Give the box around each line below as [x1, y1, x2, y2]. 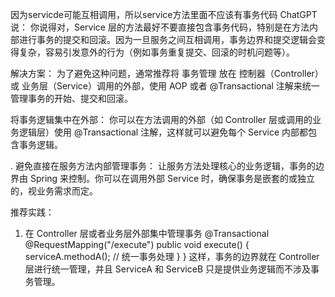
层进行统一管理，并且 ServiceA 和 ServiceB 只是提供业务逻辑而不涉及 [24, 263, 311, 275]
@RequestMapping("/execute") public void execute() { [24, 239, 250, 250]
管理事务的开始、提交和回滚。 [10, 93, 133, 104]
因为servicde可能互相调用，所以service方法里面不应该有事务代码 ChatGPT [10, 9, 318, 20]
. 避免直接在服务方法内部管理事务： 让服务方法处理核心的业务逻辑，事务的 [10, 160, 316, 172]
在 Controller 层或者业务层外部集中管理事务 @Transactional [24, 228, 270, 239]
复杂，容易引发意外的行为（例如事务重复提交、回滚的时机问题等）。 [18, 46, 295, 58]
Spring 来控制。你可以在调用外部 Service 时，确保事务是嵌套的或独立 [29, 173, 316, 184]
